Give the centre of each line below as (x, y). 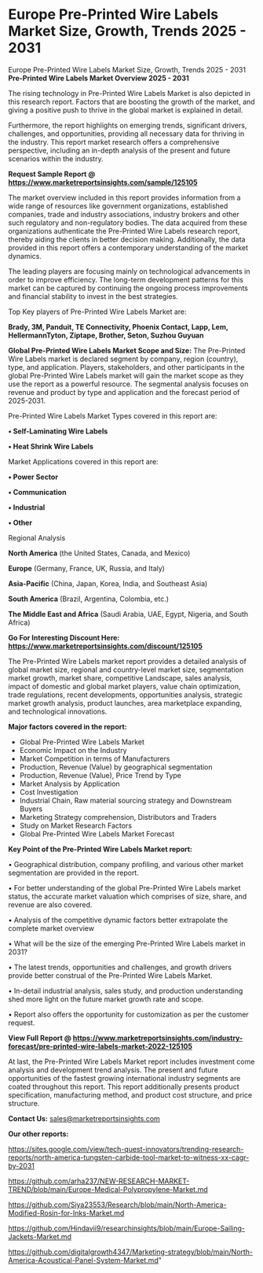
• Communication (37, 492)
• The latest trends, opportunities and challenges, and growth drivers (120, 967)
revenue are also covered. (50, 904)
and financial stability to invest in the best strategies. (93, 296)
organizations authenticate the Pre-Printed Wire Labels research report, (124, 231)
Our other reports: (38, 1134)
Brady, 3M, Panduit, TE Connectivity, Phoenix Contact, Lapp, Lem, (118, 327)
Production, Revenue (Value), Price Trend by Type (100, 775)
